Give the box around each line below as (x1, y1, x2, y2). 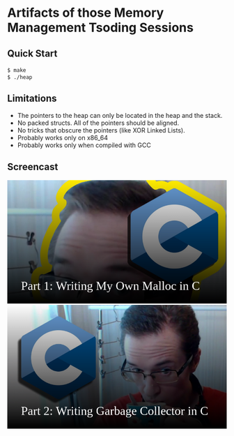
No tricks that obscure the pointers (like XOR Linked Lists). (17, 126, 186, 134)
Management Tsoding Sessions (7, 20, 194, 36)
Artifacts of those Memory (7, 5, 164, 21)
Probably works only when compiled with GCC (17, 141, 151, 149)
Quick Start (7, 47, 58, 59)
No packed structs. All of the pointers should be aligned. (17, 119, 180, 127)
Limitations (7, 93, 57, 105)
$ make (7, 67, 26, 74)
